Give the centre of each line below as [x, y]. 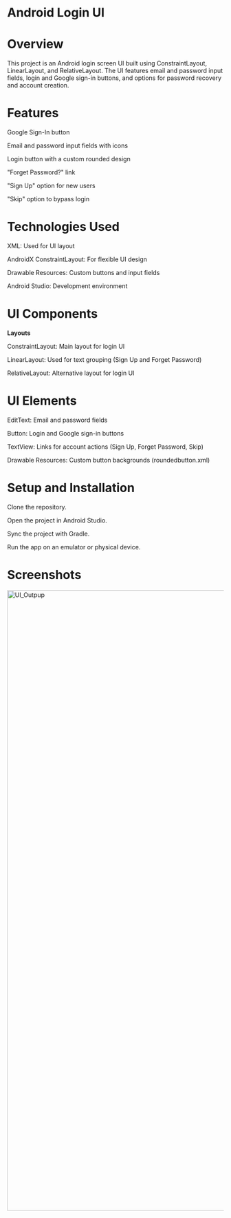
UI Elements [42, 401]
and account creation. [38, 85]
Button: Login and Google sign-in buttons [66, 433]
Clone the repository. [37, 507]
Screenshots [44, 575]
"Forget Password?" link [41, 172]
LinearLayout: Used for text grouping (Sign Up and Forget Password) [104, 359]
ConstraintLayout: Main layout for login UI [66, 346]
